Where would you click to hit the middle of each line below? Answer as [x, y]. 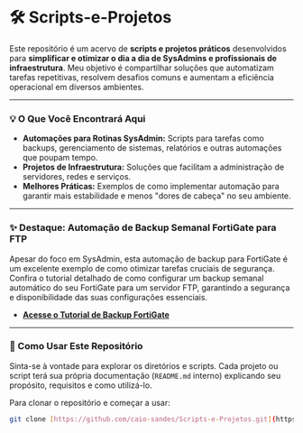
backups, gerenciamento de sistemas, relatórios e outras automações [152, 148]
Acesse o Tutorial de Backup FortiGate [96, 314]
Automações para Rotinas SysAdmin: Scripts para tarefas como [143, 138]
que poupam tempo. [60, 158]
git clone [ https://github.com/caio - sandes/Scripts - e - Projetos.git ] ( [143, 419]
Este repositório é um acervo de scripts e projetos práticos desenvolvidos [148, 48]
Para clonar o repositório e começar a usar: [90, 402]
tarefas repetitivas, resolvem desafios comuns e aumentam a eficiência [142, 77]
